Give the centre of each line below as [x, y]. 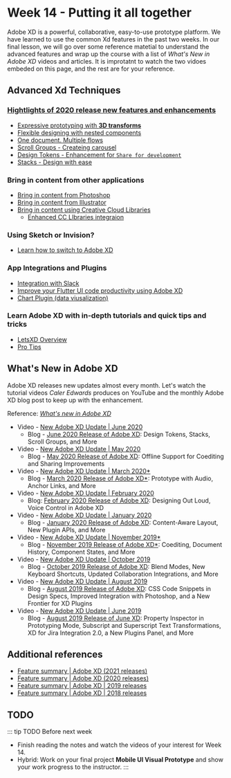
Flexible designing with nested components [79, 132]
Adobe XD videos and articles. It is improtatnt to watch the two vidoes [107, 61]
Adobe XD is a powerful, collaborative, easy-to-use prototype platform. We [114, 32]
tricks [17, 325]
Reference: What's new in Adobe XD [59, 413]
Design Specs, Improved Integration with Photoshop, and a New [119, 596]
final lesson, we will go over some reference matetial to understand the [108, 46]
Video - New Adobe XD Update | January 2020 [84, 515]
